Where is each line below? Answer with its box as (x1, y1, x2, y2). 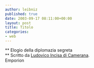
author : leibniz (5, 7, 38, 12)
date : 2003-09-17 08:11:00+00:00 (5, 16, 72, 21)
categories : (5, 29, 29, 34)
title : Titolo (5, 25, 34, 30)
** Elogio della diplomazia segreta (5, 47, 73, 53)
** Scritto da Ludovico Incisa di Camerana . (5, 52, 90, 58)
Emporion (5, 57, 25, 63)
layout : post (5, 20, 31, 26)
